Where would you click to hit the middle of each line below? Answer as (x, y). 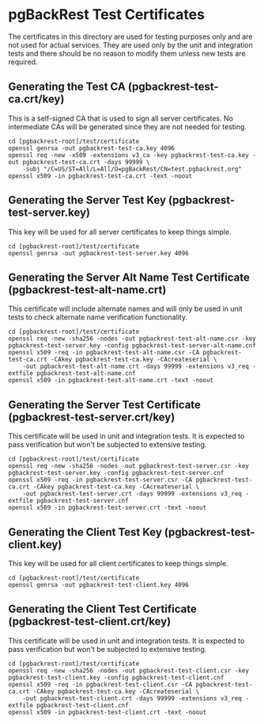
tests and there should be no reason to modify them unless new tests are (127, 53)
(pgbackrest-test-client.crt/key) (90, 621)
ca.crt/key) (36, 100)
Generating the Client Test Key (85, 532)
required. (23, 62)
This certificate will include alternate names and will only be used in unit (125, 309)
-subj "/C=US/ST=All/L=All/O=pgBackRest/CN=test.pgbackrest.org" (132, 169)
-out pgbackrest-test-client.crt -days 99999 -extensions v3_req (132, 698)
